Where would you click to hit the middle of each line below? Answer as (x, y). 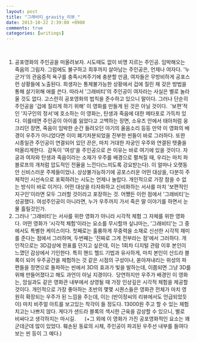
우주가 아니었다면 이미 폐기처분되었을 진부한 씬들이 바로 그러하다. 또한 (106, 136)
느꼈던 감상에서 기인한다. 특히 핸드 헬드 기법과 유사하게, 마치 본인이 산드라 (99, 253)
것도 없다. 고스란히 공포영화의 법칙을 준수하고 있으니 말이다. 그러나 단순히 (105, 99)
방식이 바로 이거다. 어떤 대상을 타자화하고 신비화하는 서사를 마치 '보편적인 (105, 187)
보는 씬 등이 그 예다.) (38, 333)
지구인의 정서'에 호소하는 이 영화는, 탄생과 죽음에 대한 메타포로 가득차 (101, 114)
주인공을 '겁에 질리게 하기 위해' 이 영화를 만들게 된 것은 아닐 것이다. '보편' (99, 106)
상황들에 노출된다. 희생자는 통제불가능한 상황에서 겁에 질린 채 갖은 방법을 (104, 84)
